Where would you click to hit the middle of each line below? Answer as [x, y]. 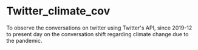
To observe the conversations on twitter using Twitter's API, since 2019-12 [99, 28]
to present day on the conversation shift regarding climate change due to [97, 34]
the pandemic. [24, 40]
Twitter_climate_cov [58, 11]
